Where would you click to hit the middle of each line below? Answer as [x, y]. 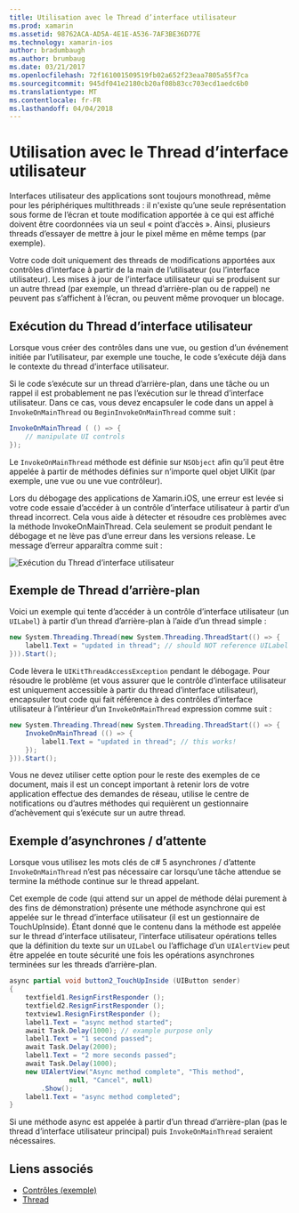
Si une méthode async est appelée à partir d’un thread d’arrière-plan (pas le [148, 1122]
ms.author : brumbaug [48, 59]
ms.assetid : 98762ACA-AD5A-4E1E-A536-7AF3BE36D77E [105, 34]
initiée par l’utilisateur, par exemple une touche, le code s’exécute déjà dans [148, 357]
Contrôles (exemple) [60, 1190]
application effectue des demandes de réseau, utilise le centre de [129, 794]
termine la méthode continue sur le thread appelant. [105, 881]
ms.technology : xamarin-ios [61, 42]
